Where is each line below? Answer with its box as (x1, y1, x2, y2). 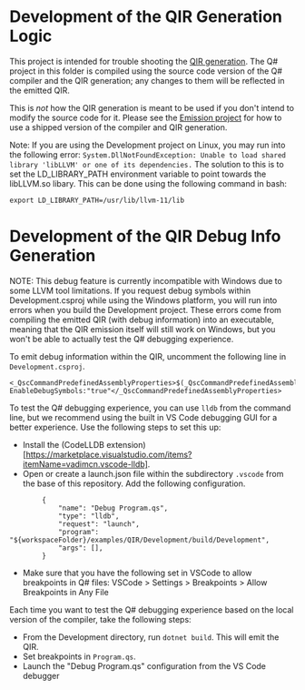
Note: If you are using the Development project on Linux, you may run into (9, 139, 286, 150)
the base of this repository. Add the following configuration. (22, 478, 246, 489)
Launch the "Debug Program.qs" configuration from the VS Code (22, 660, 266, 671)
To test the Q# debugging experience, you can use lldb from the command (9, 402, 291, 413)
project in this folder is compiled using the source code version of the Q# (9, 66, 283, 76)
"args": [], (57, 543, 103, 553)
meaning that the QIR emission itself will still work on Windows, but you (9, 323, 276, 334)
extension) (105, 439, 147, 450)
